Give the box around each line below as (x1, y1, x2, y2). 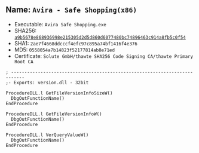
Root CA (14, 59, 33, 65)
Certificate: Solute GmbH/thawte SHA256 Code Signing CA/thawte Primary (14, 52, 194, 59)
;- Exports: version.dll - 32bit (5, 79, 89, 85)
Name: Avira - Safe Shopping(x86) (5, 5, 137, 15)
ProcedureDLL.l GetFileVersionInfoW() (5, 111, 102, 117)
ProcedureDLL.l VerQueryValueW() (5, 131, 89, 138)
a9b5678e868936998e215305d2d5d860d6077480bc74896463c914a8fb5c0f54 (14, 34, 186, 41)
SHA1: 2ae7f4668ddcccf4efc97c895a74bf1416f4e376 (14, 39, 138, 47)
